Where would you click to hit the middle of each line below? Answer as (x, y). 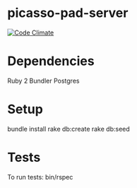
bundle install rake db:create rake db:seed (69, 129)
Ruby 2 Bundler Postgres (43, 81)
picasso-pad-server (68, 13)
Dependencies (51, 61)
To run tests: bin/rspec (40, 177)
